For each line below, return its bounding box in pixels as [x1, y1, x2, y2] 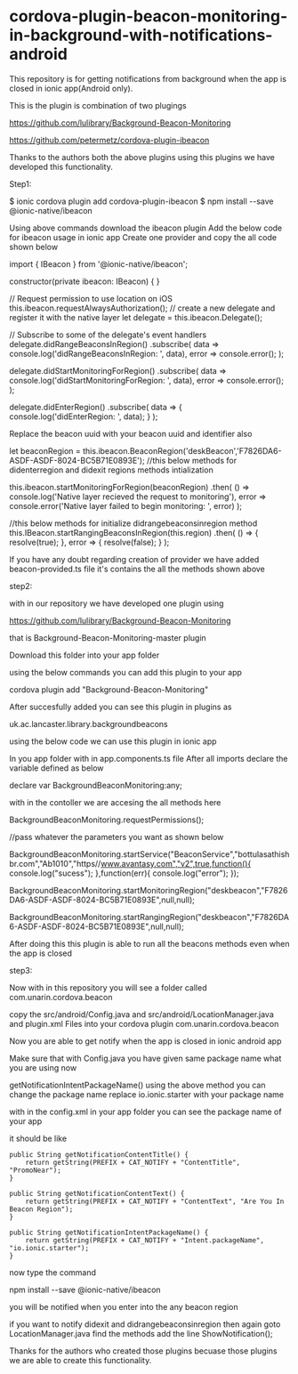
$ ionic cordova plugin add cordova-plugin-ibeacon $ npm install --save [9, 196, 274, 206]
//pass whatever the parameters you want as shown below [9, 831, 224, 842]
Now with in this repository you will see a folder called [9, 982, 207, 993]
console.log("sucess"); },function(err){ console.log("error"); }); [9, 868, 239, 878]
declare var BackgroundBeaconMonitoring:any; [9, 780, 182, 790]
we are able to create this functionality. [9, 1354, 152, 1365]
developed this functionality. [9, 161, 113, 172]
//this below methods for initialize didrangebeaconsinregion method [9, 518, 258, 529]
